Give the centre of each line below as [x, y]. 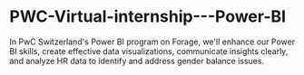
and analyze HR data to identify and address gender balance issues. [137, 61]
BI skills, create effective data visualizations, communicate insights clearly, [149, 51]
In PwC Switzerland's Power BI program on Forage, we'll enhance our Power [152, 42]
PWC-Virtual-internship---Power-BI [148, 17]
